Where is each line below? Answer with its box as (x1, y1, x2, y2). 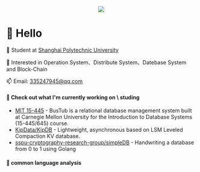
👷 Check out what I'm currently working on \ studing (6, 93, 140, 101)
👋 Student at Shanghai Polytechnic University (6, 46, 119, 54)
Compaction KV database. (14, 132, 80, 140)
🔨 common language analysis (6, 159, 82, 166)
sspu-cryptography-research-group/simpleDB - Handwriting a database (14, 139, 195, 146)
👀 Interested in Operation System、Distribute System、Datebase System (6, 58, 187, 66)
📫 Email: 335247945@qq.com (6, 78, 83, 85)
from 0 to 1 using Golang (14, 146, 77, 153)
